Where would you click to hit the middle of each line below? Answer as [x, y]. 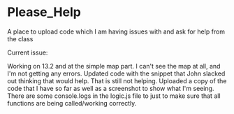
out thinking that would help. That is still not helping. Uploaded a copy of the [117, 80]
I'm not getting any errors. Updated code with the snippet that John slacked [116, 73]
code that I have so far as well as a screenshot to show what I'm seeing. [111, 88]
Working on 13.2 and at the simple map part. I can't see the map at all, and [114, 66]
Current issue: [28, 52]
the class [20, 38]
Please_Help [44, 12]
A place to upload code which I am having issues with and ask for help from [116, 31]
